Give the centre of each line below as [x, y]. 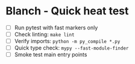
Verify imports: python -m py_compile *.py [67, 41]
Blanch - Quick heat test [67, 11]
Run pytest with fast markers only [56, 28]
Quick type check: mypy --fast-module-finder [71, 48]
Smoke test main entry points [51, 54]
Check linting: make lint [44, 34]
